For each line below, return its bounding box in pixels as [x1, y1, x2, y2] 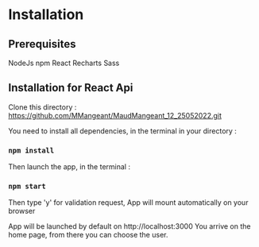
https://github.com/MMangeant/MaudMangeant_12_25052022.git [8, 110, 222, 120]
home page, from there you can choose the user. [8, 230, 168, 240]
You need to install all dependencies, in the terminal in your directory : [8, 125, 237, 136]
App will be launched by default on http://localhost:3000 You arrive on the [8, 222, 251, 231]
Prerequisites [8, 37, 76, 51]
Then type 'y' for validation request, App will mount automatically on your [8, 198, 249, 207]
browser [8, 206, 36, 216]
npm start [8, 182, 46, 191]
